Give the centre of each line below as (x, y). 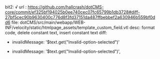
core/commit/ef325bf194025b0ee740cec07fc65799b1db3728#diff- (73, 12)
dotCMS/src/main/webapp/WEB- (53, 22)
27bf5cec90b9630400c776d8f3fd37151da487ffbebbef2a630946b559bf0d (80, 17)
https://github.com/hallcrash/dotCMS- (65, 7)
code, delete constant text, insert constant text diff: (56, 33)
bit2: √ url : (16, 7)
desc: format (142, 28)
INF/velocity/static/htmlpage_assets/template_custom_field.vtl (67, 28)
